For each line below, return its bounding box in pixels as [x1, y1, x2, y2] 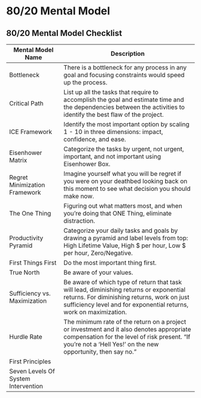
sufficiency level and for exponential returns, [63, 300, 189, 309]
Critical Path [9, 99, 44, 107]
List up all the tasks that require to [63, 88, 159, 96]
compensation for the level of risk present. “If [63, 333, 190, 341]
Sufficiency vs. [9, 289, 51, 297]
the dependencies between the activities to [63, 103, 185, 111]
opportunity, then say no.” [63, 348, 137, 356]
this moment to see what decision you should [63, 184, 191, 193]
